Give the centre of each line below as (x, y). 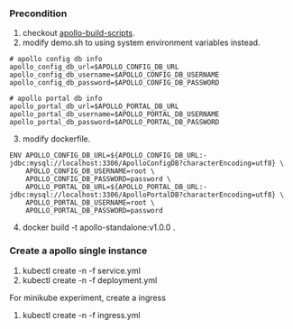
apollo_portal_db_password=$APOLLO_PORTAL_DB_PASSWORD (114, 123)
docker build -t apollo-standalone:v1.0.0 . (99, 227)
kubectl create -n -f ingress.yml (82, 315)
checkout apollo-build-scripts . (78, 33)
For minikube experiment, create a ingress (88, 297)
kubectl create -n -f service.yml (82, 270)
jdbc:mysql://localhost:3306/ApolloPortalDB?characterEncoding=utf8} (143, 195)
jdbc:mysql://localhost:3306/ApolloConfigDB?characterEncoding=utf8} (143, 164)
